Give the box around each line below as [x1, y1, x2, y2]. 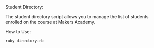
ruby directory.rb [5, 38, 44, 43]
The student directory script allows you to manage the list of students [5, 14, 149, 19]
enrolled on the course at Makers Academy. [5, 19, 96, 25]
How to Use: [5, 29, 31, 34]
